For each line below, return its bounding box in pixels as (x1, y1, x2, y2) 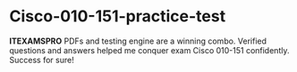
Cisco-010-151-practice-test (9, 6, 226, 27)
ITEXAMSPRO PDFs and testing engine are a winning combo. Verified (9, 36, 267, 46)
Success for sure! (9, 54, 74, 65)
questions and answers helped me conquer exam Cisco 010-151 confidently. (9, 44, 290, 55)
